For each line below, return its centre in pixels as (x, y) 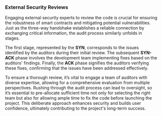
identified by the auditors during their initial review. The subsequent (72, 53)
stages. (13, 38)
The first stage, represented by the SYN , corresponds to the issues (72, 48)
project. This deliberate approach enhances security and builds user (73, 103)
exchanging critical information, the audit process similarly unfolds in (74, 33)
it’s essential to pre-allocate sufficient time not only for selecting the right (78, 93)
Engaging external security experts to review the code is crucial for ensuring (81, 18)
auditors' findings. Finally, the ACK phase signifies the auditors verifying (77, 63)
